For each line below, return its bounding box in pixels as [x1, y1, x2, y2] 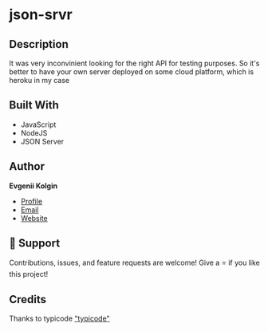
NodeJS [20, 128, 48, 137]
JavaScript [20, 120, 57, 129]
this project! [9, 270, 49, 279]
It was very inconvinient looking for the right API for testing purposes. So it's [9, 58, 260, 68]
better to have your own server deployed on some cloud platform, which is [9, 67, 254, 77]
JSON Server [20, 136, 65, 146]
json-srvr [9, 6, 73, 24]
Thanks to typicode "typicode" [9, 313, 110, 324]
